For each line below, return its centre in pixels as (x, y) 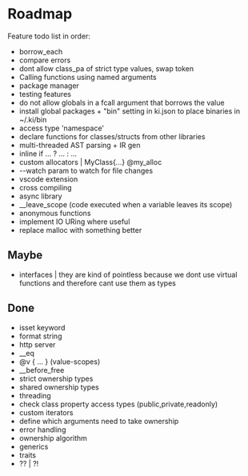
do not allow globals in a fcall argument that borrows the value (122, 102)
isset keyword (42, 327)
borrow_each (41, 51)
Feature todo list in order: (49, 36)
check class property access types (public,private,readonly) (118, 404)
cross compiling (46, 187)
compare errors (45, 60)
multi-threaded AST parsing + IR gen (80, 145)
